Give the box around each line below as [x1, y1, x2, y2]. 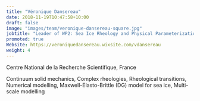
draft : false [6, 20, 39, 26]
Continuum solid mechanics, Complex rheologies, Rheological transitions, [6, 75, 187, 82]
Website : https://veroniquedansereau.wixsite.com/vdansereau [6, 42, 161, 48]
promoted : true [6, 36, 44, 42]
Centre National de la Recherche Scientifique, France [6, 64, 137, 71]
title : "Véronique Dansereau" [6, 8, 82, 15]
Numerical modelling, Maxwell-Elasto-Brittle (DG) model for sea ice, [6, 81, 173, 89]
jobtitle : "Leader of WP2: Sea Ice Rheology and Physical [6, 31, 153, 37]
